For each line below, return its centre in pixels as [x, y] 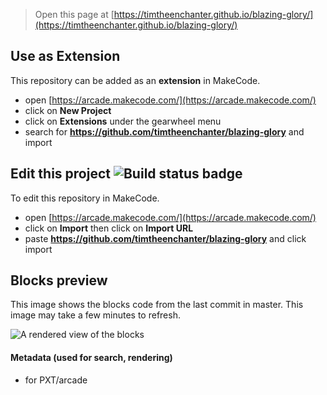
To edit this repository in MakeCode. [85, 198]
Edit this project [60, 174]
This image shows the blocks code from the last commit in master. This [157, 305]
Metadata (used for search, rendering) [91, 358]
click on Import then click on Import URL [109, 228]
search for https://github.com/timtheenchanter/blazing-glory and [164, 131]
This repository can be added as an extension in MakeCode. [135, 80]
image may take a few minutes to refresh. [95, 315]
